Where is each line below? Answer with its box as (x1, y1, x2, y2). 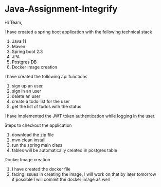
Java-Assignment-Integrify (4, 3, 118, 15)
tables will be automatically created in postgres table (11, 147, 118, 153)
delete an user (11, 93, 41, 99)
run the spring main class (11, 142, 63, 148)
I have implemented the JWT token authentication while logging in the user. (4, 113, 156, 119)
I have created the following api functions (4, 73, 88, 79)
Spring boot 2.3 (11, 49, 43, 54)
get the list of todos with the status (11, 103, 82, 109)
